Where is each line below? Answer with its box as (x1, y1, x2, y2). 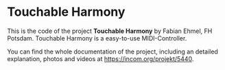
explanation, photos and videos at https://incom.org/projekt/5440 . (7, 54, 194, 62)
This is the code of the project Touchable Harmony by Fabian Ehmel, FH (7, 27, 213, 35)
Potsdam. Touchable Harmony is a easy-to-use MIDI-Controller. (7, 34, 187, 42)
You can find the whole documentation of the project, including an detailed (7, 47, 218, 56)
